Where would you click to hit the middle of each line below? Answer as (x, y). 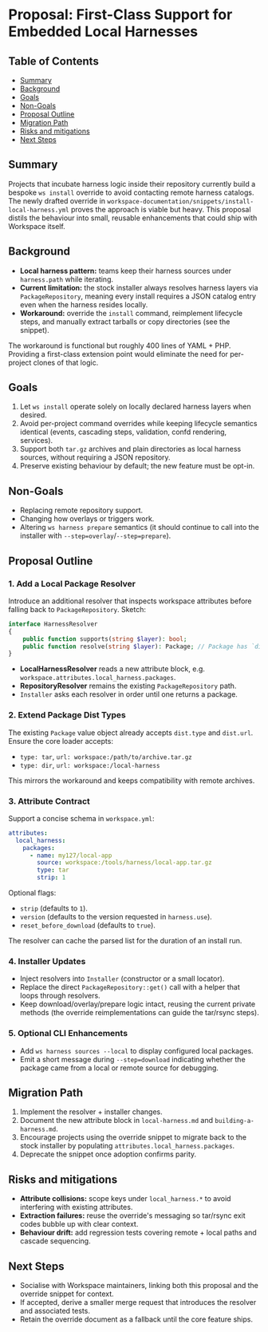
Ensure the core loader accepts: (61, 741)
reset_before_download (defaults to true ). (87, 925)
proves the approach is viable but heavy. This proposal (161, 209)
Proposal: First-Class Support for (120, 15)
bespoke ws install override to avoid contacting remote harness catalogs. (131, 192)
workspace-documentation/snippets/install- (180, 201)
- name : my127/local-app (71, 856)
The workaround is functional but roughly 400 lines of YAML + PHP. (120, 346)
